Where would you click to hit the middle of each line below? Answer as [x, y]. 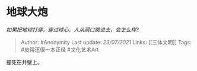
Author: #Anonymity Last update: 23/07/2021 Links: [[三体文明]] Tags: [106, 42]
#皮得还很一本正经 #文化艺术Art [60, 49]
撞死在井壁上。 [24, 62]
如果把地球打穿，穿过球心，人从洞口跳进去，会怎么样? [73, 30]
